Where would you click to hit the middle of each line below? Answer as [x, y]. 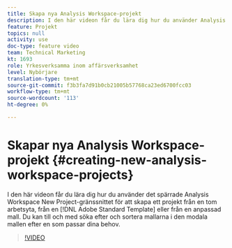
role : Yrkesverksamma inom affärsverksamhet [73, 66]
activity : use [28, 40]
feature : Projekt [32, 27]
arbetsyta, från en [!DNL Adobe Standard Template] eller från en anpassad [114, 209]
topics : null [26, 33]
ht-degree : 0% [28, 105]
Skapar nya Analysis [68, 146]
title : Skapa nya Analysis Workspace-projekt [74, 14]
